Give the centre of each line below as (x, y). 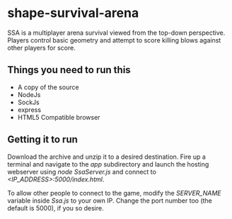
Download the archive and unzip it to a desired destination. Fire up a (107, 157)
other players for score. (41, 47)
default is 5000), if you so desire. (56, 208)
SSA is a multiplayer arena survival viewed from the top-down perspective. (116, 33)
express (29, 109)
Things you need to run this (69, 70)
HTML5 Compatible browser (59, 117)
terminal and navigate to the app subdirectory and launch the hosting (108, 164)
